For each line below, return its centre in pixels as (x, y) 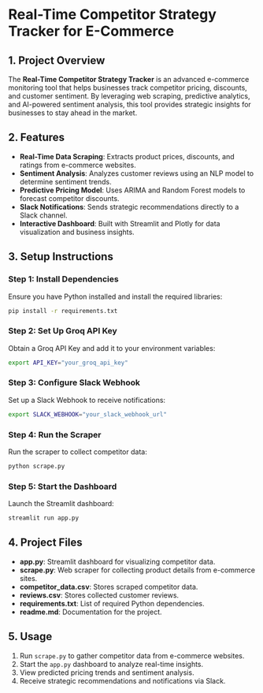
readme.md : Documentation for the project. (91, 612)
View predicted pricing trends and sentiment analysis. (107, 673)
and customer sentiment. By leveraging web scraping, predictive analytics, (129, 96)
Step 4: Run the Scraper (55, 434)
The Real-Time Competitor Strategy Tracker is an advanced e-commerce (129, 79)
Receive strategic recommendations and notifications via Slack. (122, 680)
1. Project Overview (57, 60)
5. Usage (30, 637)
